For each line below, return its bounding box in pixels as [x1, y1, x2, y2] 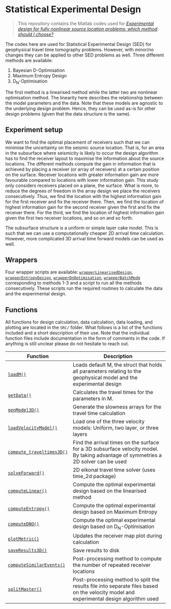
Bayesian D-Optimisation [12, 67, 65, 73]
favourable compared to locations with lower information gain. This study [5, 177, 159, 183]
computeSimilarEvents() [8, 562, 66, 568]
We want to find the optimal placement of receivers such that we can [5, 139, 150, 145]
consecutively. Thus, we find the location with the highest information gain [5, 193, 162, 199]
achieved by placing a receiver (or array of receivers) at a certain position [5, 166, 159, 172]
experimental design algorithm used [73, 595, 159, 602]
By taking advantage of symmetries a [73, 452, 162, 459]
